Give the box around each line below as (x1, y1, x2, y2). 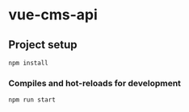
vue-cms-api (8, 6, 99, 24)
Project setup (8, 38, 78, 52)
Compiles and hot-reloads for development (8, 77, 182, 89)
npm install (8, 59, 48, 67)
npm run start (8, 96, 57, 104)
